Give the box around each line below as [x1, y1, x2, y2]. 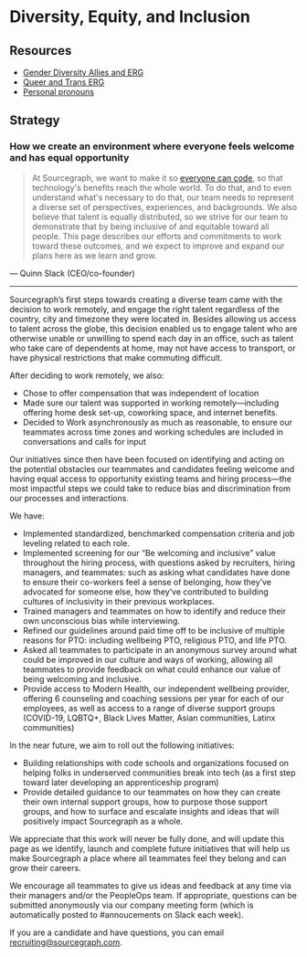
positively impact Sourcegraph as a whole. [22, 815, 184, 826]
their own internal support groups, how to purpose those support [22, 796, 268, 807]
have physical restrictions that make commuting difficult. [9, 352, 223, 363]
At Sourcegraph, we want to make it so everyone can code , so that [31, 172, 283, 184]
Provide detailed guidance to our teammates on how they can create [22, 786, 281, 797]
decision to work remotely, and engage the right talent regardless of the [9, 303, 281, 314]
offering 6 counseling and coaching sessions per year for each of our [22, 692, 285, 704]
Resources [9, 43, 72, 58]
